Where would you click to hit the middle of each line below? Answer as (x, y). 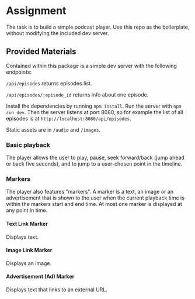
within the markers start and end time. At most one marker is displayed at (94, 204)
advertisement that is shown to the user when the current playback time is (95, 198)
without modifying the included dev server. (58, 33)
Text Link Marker (27, 224)
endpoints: (19, 72)
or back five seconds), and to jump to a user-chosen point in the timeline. (94, 164)
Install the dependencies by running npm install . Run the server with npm (94, 106)
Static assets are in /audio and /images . (53, 129)
